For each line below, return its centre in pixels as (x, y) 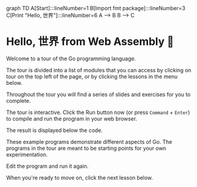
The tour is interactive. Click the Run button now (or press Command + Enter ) (98, 112)
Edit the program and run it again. (47, 166)
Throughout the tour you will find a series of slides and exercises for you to (98, 94)
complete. (19, 100)
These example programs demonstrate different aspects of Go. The (89, 142)
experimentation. (27, 154)
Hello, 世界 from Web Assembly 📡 (90, 42)
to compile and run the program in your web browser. (72, 118)
